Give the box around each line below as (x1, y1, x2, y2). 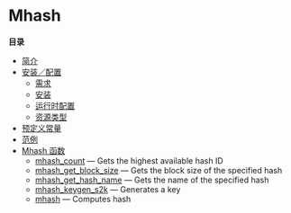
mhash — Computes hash (34, 193, 132, 204)
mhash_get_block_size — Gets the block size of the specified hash (34, 164, 283, 175)
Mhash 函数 (21, 145, 66, 155)
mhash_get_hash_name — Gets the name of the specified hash (34, 174, 269, 185)
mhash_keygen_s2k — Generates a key (34, 183, 181, 194)
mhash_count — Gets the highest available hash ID (34, 155, 224, 166)
